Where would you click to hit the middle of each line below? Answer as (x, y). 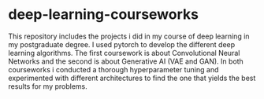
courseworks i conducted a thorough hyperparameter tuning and (113, 69)
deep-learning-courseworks (104, 15)
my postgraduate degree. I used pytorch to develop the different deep (122, 44)
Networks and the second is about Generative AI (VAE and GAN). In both (126, 61)
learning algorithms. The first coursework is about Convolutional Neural (124, 53)
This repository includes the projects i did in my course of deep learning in (129, 36)
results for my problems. (48, 86)
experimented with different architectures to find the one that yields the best (132, 78)
